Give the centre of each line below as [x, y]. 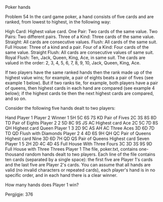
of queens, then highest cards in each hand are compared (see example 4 [80, 88]
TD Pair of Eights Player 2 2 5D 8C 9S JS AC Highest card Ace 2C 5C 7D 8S [82, 123]
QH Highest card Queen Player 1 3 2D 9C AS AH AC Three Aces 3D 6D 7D [80, 128]
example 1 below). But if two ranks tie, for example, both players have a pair [81, 83]
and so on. [16, 99]
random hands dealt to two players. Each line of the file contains [90, 154]
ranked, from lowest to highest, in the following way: [58, 22]
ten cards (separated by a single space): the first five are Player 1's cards [79, 159]
